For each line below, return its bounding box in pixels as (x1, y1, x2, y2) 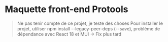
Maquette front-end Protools (5, 4, 128, 15)
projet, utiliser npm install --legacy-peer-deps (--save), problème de (17, 25, 160, 31)
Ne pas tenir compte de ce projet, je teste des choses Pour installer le (17, 20, 163, 26)
